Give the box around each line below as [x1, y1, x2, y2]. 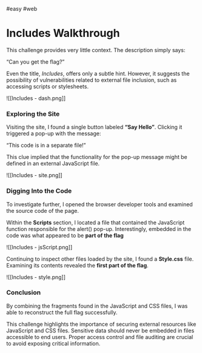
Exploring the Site [6, 109, 60, 118]
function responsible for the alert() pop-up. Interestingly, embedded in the [6, 225, 192, 232]
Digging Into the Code [6, 187, 72, 195]
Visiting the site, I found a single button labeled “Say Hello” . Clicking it [6, 124, 183, 131]
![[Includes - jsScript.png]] [6, 243, 73, 250]
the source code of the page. [6, 207, 79, 214]
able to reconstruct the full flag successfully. [6, 309, 118, 316]
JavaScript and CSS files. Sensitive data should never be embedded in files [6, 327, 195, 334]
